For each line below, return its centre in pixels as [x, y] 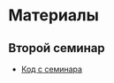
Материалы [53, 15]
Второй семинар [57, 48]
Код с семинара [52, 69]
